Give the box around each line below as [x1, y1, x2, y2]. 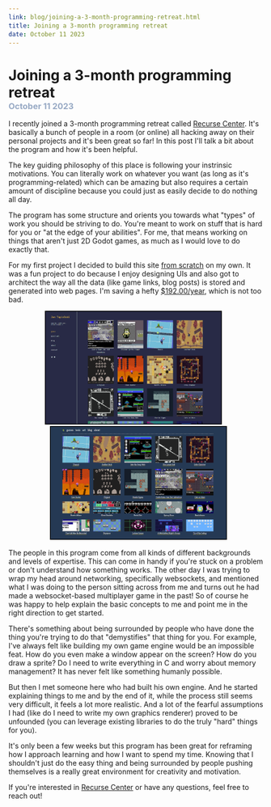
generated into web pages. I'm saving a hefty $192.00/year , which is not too [8, 285, 262, 295]
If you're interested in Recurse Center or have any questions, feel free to [8, 782, 249, 792]
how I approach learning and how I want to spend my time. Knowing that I [8, 749, 254, 759]
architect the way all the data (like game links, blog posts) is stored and [8, 277, 245, 287]
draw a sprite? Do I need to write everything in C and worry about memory [8, 657, 256, 667]
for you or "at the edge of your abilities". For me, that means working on [8, 227, 248, 237]
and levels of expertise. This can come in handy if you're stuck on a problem [8, 556, 264, 566]
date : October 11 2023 [8, 30, 85, 38]
